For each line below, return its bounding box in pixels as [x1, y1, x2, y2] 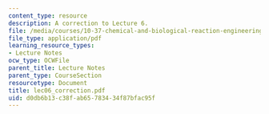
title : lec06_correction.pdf [8, 86, 106, 95]
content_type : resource [8, 11, 88, 20]
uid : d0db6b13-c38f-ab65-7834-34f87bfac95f [8, 94, 156, 102]
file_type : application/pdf [8, 34, 102, 43]
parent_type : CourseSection [8, 71, 102, 79]
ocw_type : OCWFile [8, 57, 70, 65]
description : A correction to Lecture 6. [8, 19, 149, 27]
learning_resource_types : [8, 42, 94, 50]
